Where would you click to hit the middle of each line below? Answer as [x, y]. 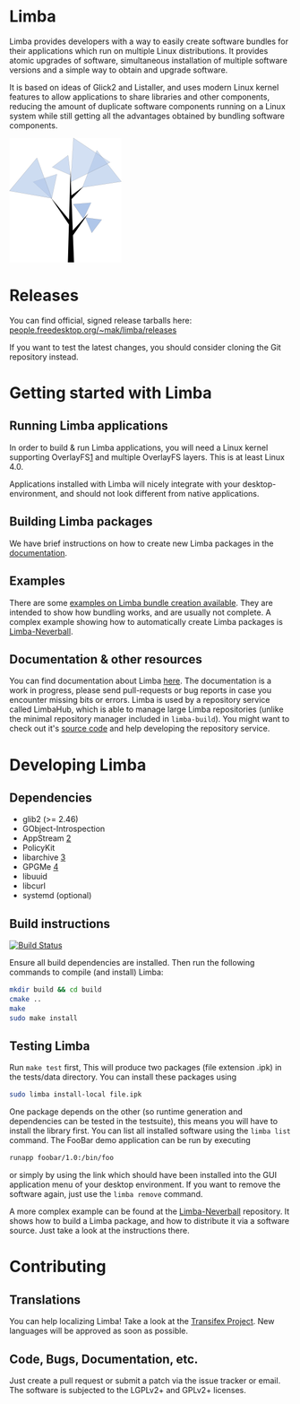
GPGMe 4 [40, 867]
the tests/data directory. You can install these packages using [123, 1077]
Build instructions [60, 924]
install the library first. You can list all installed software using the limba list [150, 1131]
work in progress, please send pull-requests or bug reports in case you [140, 690]
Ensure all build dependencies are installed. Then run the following [132, 963]
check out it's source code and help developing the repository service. [140, 729]
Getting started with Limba [111, 393]
